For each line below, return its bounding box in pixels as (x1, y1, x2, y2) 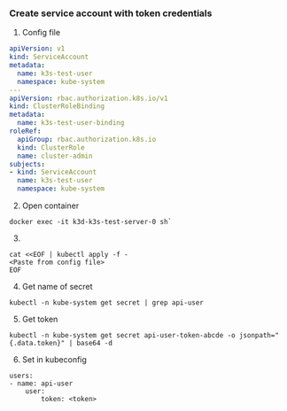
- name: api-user (9, 379, 74, 388)
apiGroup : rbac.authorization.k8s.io (17, 135, 157, 143)
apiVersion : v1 (9, 44, 66, 53)
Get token (21, 314, 58, 325)
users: (9, 371, 34, 381)
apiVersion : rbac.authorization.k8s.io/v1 (9, 94, 168, 103)
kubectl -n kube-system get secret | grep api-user (9, 299, 204, 307)
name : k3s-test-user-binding (17, 119, 125, 128)
